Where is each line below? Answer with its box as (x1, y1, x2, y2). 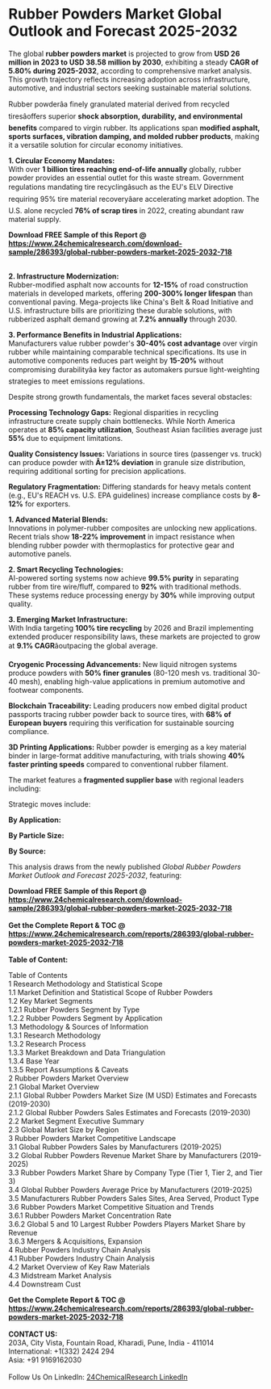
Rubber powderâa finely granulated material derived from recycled (8, 99, 230, 109)
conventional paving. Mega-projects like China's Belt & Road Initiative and (8, 296, 254, 307)
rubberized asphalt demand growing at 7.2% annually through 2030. (8, 314, 238, 324)
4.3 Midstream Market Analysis (8, 1270, 112, 1280)
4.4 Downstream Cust (8, 1279, 81, 1289)
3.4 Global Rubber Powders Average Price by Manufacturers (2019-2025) (8, 1185, 252, 1194)
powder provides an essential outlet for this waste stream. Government (8, 173, 244, 183)
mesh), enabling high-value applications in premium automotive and (19, 676, 246, 686)
